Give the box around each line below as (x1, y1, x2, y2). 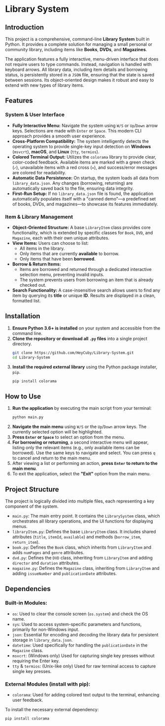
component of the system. (5, 503, 59, 509)
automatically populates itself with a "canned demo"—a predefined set (12, 196, 156, 201)
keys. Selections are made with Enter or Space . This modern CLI (12, 128, 142, 133)
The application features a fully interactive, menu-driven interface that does (5, 56, 159, 62)
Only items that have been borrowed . (19, 256, 96, 262)
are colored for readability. (12, 169, 66, 175)
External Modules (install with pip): (5, 681, 91, 688)
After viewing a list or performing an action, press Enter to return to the (12, 461, 158, 466)
